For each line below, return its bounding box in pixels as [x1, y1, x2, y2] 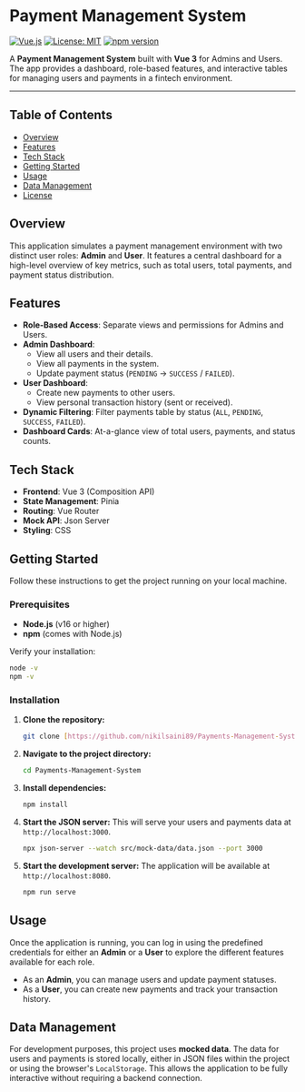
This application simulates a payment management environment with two [9, 240, 283, 251]
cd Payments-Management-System [22, 766, 142, 775]
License [22, 189, 53, 200]
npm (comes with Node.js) [22, 629, 123, 640]
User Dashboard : [22, 378, 88, 389]
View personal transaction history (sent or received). [35, 397, 233, 408]
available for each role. [9, 956, 95, 967]
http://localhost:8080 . [22, 870, 112, 881]
